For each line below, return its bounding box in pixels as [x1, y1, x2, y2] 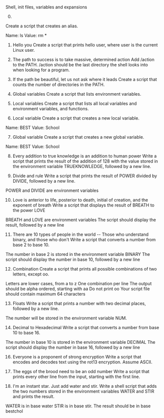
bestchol [5, 408, 23, 414]
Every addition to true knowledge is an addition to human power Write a [12, 153, 157, 159]
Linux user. [12, 47, 35, 53]
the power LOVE [12, 208, 45, 213]
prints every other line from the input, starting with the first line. [12, 374, 141, 379]
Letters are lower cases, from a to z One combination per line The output [5, 281, 152, 286]
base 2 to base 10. [12, 242, 50, 248]
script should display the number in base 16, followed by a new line [5, 344, 141, 350]
